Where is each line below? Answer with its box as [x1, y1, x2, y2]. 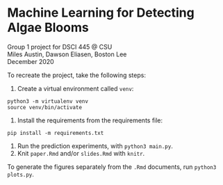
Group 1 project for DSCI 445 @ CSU [7, 42, 113, 51]
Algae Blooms [7, 19, 89, 35]
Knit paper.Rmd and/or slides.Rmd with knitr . [17, 149, 145, 157]
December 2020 [7, 57, 54, 65]
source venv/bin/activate [7, 104, 82, 111]
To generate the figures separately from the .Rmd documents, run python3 [7, 162, 217, 171]
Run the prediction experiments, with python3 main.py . [17, 141, 174, 150]
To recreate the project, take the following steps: [7, 71, 146, 79]
